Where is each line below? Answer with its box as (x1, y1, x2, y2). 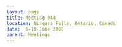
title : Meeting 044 (6, 15, 56, 21)
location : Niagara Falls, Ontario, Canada (6, 20, 116, 26)
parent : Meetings (6, 32, 51, 38)
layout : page (6, 9, 40, 15)
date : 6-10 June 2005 (6, 26, 64, 32)
